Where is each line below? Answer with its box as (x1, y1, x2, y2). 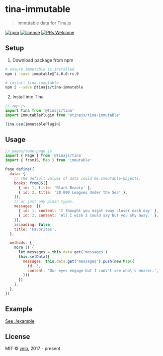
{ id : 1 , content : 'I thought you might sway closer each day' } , (18, 209, 159, 214)
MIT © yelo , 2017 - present (5, 346, 61, 352)
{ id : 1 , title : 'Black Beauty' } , (18, 185, 92, 190)
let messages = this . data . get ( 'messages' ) (18, 250, 108, 255)
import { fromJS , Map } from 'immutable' (5, 158, 92, 163)
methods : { (9, 240, 32, 245)
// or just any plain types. (14, 199, 75, 204)
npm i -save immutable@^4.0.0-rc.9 (5, 71, 79, 76)
